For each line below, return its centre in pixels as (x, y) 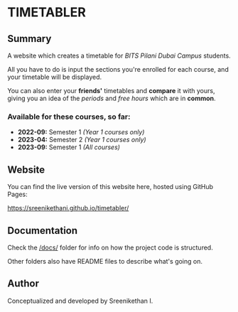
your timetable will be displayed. (55, 77)
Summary (29, 39)
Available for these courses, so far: (69, 117)
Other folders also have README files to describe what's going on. (105, 261)
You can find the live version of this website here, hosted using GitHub (110, 187)
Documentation (43, 231)
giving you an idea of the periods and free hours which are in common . (112, 98)
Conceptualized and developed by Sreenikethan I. (80, 301)
